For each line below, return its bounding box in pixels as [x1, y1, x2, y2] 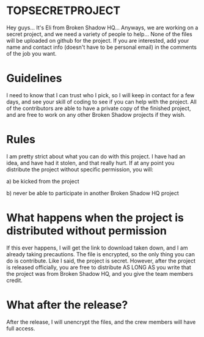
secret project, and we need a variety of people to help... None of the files [6, 30, 192, 37]
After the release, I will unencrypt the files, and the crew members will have [6, 318, 196, 325]
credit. [6, 276, 23, 284]
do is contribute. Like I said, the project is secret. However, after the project [6, 257, 196, 264]
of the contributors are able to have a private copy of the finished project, [6, 105, 191, 112]
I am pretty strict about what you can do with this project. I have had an [6, 152, 186, 160]
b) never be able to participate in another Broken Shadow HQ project [6, 189, 179, 196]
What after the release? [6, 298, 128, 312]
